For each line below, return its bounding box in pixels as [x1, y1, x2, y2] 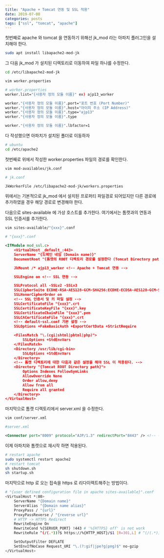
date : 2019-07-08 [5, 12, 41, 17]
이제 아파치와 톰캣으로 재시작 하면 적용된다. [5, 442, 87, 448]
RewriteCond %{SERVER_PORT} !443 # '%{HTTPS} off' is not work [14, 526, 145, 531]
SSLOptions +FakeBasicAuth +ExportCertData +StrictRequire [14, 324, 137, 329]
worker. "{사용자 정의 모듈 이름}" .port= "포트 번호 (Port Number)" [5, 101, 130, 105]
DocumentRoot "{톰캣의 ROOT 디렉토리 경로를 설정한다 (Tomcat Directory [14, 257, 150, 262]
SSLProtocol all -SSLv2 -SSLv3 [14, 283, 78, 288]
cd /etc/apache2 [5, 147, 38, 152]
